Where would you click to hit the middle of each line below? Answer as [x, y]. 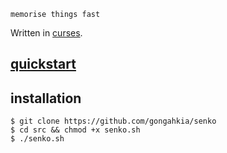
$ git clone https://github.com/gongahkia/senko [113, 121]
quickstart [43, 64]
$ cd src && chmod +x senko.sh [75, 130]
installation [46, 98]
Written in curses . [46, 33]
